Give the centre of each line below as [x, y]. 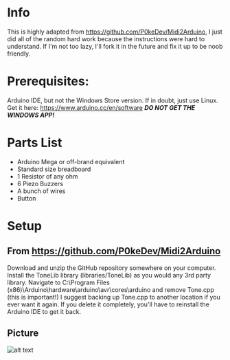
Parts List [35, 143]
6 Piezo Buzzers [40, 183]
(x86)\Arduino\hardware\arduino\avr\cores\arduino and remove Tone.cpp [111, 289]
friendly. [19, 54]
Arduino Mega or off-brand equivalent [71, 161]
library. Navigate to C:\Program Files [58, 282]
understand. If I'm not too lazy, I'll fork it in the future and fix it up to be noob [115, 46]
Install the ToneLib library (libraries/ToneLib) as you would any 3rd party [109, 275]
